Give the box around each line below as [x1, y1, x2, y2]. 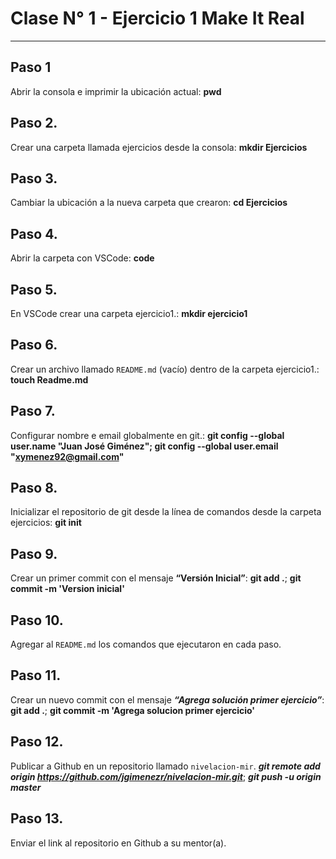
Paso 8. [10, 480, 58, 497]
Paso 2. [10, 115, 58, 132]
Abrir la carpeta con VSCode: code [10, 252, 155, 264]
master [10, 781, 42, 793]
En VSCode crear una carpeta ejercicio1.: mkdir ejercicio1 [10, 308, 248, 319]
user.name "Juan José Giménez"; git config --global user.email [10, 440, 279, 452]
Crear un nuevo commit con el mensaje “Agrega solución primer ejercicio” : [10, 693, 325, 706]
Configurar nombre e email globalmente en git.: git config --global [10, 429, 285, 441]
